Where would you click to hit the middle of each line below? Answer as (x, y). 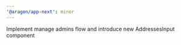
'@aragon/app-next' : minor (40, 12)
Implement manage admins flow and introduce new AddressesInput (90, 29)
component (21, 35)
